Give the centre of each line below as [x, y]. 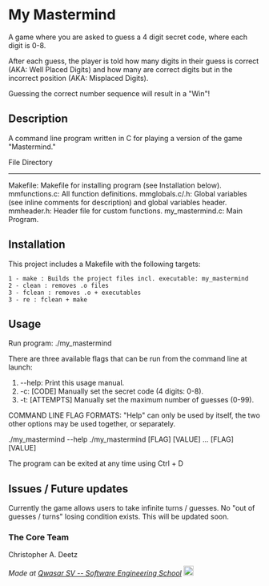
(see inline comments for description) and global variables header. [118, 202]
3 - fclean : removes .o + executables [75, 293]
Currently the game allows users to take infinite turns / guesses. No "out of [132, 508]
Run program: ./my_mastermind [60, 343]
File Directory [31, 162]
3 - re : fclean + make [48, 299]
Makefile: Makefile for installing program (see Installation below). [115, 185]
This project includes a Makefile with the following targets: [104, 264]
